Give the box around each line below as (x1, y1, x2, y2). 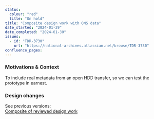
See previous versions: (5, 103, 51, 109)
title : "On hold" (9, 16, 45, 21)
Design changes (5, 92, 45, 99)
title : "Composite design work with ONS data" (5, 20, 101, 26)
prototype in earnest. (5, 80, 47, 85)
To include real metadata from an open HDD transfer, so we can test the (5, 75, 150, 81)
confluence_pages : (5, 48, 42, 52)
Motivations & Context (5, 64, 59, 70)
